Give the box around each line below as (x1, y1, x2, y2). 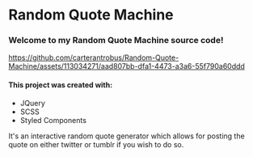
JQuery (19, 98, 46, 108)
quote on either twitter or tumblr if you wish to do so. (8, 139, 184, 149)
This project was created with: (8, 80, 113, 90)
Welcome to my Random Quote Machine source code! (8, 35, 224, 46)
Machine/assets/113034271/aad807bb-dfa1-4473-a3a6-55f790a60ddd (8, 62, 245, 71)
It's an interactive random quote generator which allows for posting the (8, 131, 245, 141)
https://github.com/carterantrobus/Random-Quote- (8, 53, 179, 62)
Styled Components (19, 115, 87, 125)
